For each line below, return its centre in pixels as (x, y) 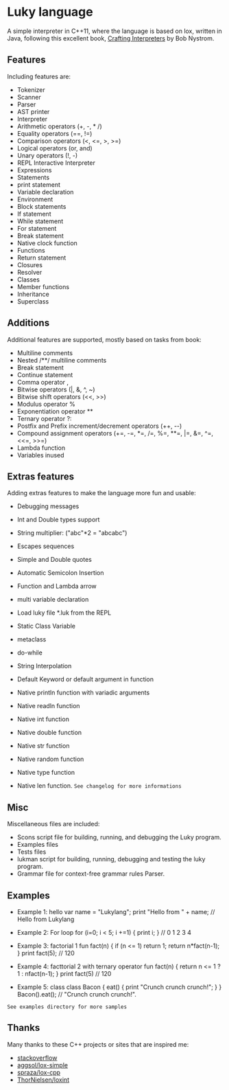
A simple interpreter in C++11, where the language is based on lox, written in (115, 31)
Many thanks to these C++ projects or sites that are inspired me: (98, 1044)
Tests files (32, 852)
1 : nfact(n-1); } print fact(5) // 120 (64, 974)
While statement (40, 221)
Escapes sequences (46, 546)
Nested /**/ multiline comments (62, 360)
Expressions (34, 170)
